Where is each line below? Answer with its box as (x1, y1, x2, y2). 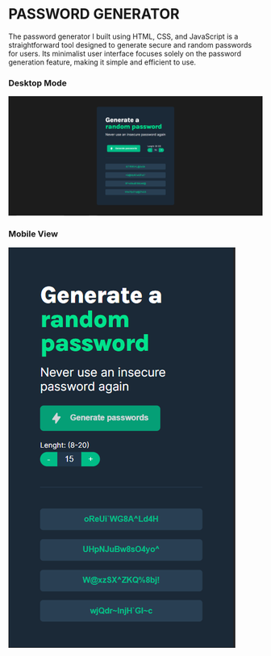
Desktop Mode (8, 77, 67, 89)
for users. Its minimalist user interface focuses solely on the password (8, 48, 242, 58)
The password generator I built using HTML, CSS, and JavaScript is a (8, 31, 239, 41)
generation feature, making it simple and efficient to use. (8, 57, 196, 67)
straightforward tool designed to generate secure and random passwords (8, 40, 252, 49)
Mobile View (8, 228, 59, 240)
